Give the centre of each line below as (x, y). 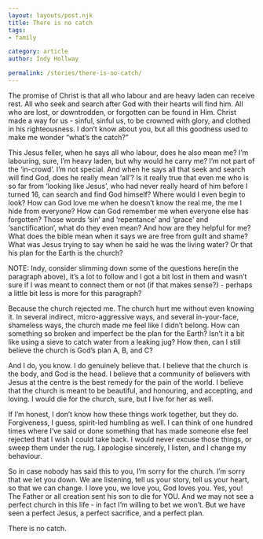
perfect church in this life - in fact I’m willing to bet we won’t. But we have (127, 504)
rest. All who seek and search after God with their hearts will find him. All (126, 104)
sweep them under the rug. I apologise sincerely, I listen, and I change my (128, 447)
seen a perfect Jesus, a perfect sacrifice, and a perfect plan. (106, 513)
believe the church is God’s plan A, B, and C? (80, 350)
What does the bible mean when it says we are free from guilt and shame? (128, 236)
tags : (17, 30)
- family (22, 37)
